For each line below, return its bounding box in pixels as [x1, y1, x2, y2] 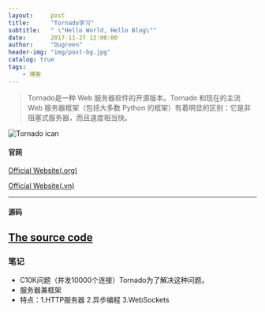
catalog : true [8, 56, 55, 64]
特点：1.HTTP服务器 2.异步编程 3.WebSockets [19, 295, 170, 305]
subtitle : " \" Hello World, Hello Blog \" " [8, 26, 157, 34]
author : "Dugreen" [8, 41, 83, 49]
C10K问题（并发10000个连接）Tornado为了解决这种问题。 [19, 276, 209, 285]
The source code [8, 231, 93, 244]
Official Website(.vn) [8, 181, 75, 190]
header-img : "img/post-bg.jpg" [8, 48, 111, 56]
